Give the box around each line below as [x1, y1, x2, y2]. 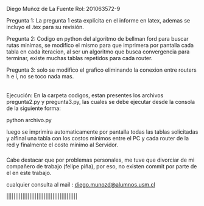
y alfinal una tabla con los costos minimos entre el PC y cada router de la [6, 134, 189, 142]
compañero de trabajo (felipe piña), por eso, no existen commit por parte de [6, 162, 197, 170]
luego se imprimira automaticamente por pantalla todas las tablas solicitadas [6, 128, 199, 136]
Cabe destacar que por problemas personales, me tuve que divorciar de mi [6, 156, 195, 163]
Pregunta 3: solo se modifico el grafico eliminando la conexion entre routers [6, 66, 197, 74]
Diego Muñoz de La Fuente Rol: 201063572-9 [6, 5, 121, 12]
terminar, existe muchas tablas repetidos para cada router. [6, 55, 153, 61]
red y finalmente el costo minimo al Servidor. [6, 141, 119, 148]
